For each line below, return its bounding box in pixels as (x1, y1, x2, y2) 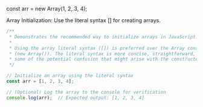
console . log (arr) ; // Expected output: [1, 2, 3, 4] (6, 94, 145, 101)
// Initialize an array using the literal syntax (6, 73, 134, 79)
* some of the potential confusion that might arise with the (8, 57, 169, 63)
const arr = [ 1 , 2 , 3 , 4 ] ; (6, 78, 74, 84)
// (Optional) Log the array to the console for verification (6, 89, 166, 95)
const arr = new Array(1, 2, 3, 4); (6, 5, 88, 12)
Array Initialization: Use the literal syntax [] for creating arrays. (6, 17, 161, 23)
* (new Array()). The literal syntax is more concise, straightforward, (8, 50, 196, 57)
